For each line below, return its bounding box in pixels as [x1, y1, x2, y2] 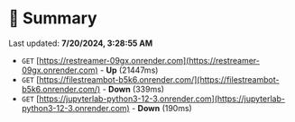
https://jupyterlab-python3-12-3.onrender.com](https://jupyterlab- [39, 93, 286, 104]
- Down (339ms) [102, 83, 164, 94]
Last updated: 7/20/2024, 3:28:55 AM [8, 38, 153, 48]
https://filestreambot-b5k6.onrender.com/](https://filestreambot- [39, 74, 280, 84]
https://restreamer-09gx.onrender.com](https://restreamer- [39, 55, 261, 65]
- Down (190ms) [131, 102, 193, 113]
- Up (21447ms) [99, 65, 159, 75]
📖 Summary [8, 8, 97, 29]
